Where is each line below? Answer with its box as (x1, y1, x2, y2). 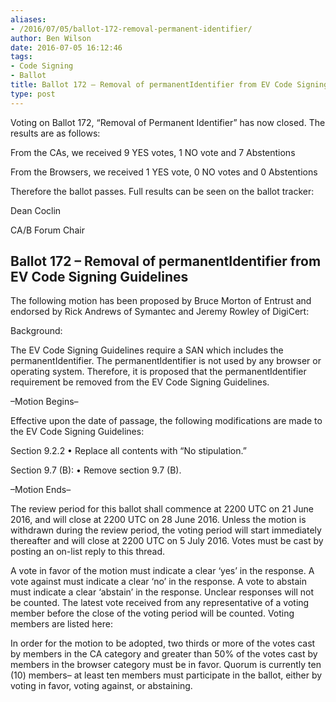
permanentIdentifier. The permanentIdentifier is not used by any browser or (10, 355, 322, 367)
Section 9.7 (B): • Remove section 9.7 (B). (10, 464, 182, 476)
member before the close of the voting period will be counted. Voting (10, 607, 295, 620)
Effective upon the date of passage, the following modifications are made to (10, 415, 323, 427)
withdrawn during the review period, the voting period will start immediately (10, 524, 322, 536)
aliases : (10, 14, 47, 25)
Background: (10, 325, 63, 337)
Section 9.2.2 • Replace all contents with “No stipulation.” (10, 445, 247, 457)
